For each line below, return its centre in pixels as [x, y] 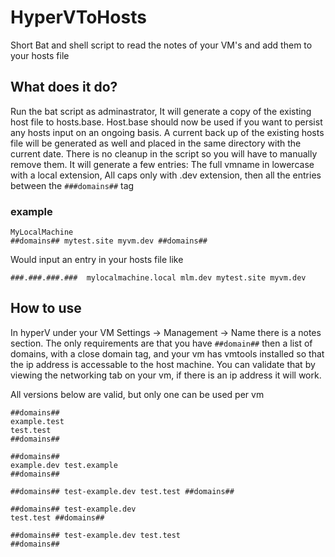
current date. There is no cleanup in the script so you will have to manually [164, 153]
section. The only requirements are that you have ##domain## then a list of [161, 343]
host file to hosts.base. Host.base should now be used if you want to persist [166, 122]
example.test [37, 421]
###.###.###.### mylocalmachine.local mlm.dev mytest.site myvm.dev [158, 278]
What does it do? [64, 87]
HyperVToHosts [78, 17]
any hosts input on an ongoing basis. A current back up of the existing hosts [167, 132]
